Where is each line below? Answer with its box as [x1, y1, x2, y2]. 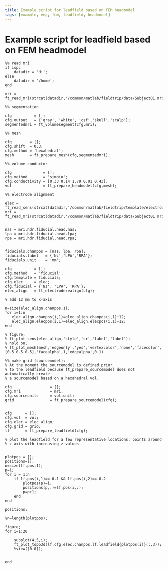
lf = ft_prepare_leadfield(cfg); [5, 428, 88, 433]
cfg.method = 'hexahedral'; [5, 148, 64, 153]
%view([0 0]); [14, 546, 43, 552]
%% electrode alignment [5, 192, 55, 197]
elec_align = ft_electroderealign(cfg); [5, 288, 95, 293]
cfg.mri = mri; [5, 389, 64, 394]
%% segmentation [5, 105, 39, 110]
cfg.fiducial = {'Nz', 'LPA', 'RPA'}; [5, 284, 86, 289]
